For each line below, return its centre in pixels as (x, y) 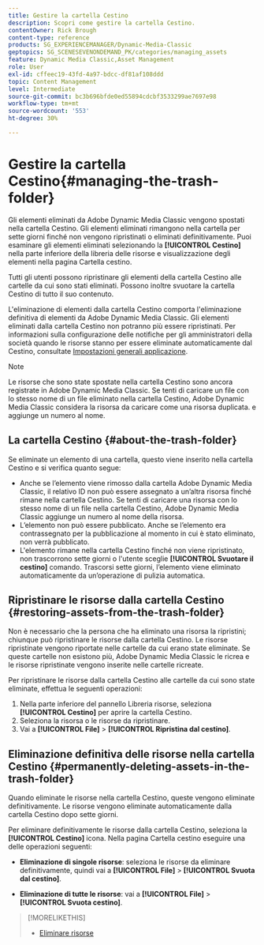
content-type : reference (49, 38)
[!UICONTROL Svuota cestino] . (71, 902)
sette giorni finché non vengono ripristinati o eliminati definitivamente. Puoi (130, 236)
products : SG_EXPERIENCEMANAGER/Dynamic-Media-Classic (100, 45)
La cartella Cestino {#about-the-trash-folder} (123, 440)
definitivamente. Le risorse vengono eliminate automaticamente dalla (120, 806)
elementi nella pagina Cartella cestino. (70, 262)
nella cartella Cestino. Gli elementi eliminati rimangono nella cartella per (124, 228)
